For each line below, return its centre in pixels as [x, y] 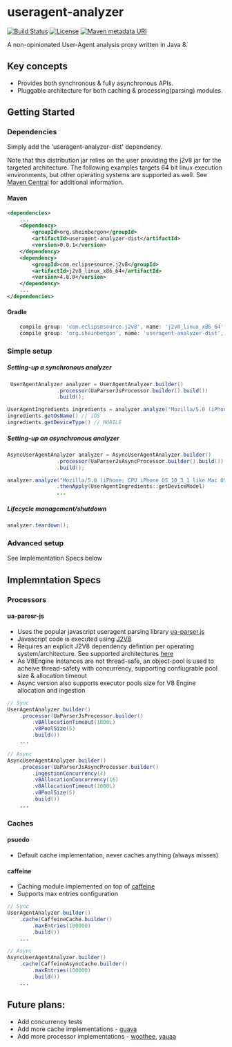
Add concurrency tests [50, 1021]
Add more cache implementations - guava [77, 1029]
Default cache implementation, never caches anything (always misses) [118, 855]
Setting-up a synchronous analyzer [59, 367]
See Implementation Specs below [55, 558]
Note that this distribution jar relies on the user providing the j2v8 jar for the [114, 161]
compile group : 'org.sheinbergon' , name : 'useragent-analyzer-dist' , [122, 333]
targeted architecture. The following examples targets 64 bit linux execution [115, 167]
